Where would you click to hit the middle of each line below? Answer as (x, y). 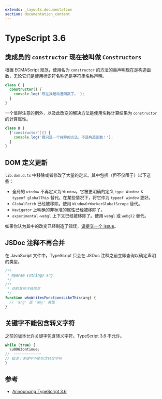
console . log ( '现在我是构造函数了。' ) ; (49, 94)
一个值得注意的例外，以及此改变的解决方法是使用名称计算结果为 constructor (81, 113)
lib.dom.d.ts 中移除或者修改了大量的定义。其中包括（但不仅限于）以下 (76, 175)
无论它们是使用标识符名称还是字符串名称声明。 (60, 76)
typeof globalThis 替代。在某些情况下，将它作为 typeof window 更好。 (82, 198)
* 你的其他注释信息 (24, 289)
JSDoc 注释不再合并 (35, 243)
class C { (15, 85)
